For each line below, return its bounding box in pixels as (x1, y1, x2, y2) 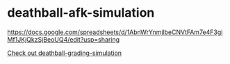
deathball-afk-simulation (7, 5, 155, 21)
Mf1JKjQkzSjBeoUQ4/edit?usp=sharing (7, 35, 120, 43)
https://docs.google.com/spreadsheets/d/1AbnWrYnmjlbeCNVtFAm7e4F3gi (7, 28, 223, 36)
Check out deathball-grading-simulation (7, 49, 122, 57)
